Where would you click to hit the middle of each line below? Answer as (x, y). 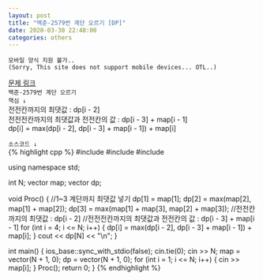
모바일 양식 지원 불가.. (41, 61)
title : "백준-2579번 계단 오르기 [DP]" (67, 23)
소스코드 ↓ (23, 144)
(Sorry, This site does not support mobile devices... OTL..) (113, 68)
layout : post (30, 15)
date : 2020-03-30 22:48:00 (53, 30)
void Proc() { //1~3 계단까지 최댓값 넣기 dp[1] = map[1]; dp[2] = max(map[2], (130, 199)
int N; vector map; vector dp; (55, 183)
